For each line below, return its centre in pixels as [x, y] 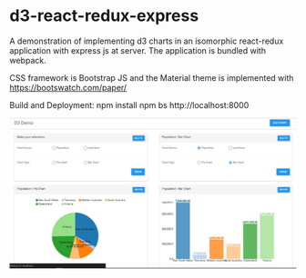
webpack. [28, 60]
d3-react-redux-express [104, 16]
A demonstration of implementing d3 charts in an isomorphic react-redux [147, 41]
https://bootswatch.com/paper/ [68, 87]
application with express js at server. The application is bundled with [138, 50]
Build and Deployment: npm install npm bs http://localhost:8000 [129, 104]
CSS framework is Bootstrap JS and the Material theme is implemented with [152, 77]
